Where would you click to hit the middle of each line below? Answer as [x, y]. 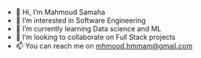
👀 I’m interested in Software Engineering [81, 20]
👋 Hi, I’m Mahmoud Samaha [60, 12]
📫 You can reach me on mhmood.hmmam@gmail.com [104, 46]
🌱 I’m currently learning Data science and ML [88, 29]
